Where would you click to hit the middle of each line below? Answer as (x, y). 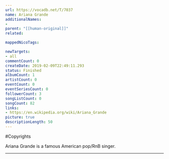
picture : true (20, 117)
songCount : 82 (20, 103)
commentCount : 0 (22, 61)
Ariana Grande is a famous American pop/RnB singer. (60, 146)
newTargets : (18, 51)
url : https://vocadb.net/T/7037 (39, 10)
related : (14, 33)
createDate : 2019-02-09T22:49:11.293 (45, 66)
